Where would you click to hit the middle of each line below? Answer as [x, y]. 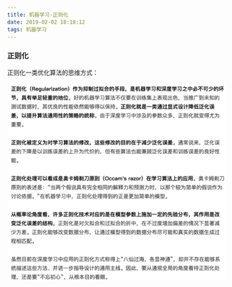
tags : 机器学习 [27, 29]
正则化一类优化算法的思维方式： [53, 72]
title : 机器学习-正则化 [38, 15]
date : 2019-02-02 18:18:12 [46, 22]
